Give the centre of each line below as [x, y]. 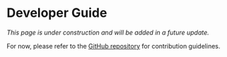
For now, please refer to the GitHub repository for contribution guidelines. [113, 46]
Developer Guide [57, 13]
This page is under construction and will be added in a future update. [108, 32]
